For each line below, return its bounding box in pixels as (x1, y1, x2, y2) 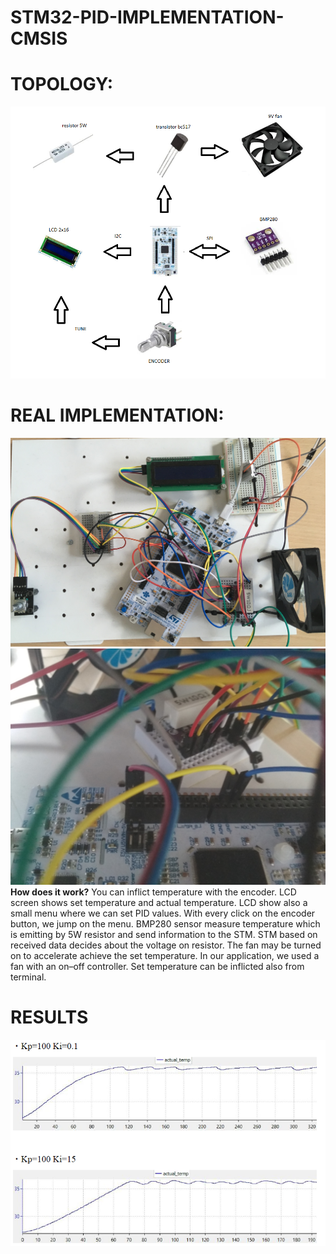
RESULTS (10, 1006, 89, 1029)
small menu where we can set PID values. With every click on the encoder (10, 907, 316, 920)
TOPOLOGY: (10, 73, 113, 96)
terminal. (10, 971, 47, 983)
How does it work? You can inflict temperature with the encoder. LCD (10, 886, 297, 898)
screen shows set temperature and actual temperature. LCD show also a (10, 897, 308, 909)
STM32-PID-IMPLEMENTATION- (10, 6, 285, 29)
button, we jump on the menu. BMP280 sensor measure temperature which (10, 918, 321, 930)
